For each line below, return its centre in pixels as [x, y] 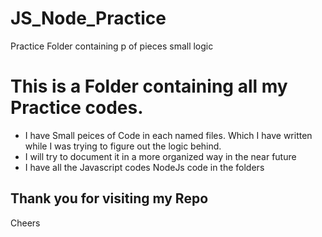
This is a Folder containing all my [149, 86]
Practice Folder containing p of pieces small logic [112, 46]
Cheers [25, 223]
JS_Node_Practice [88, 18]
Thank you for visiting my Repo [109, 198]
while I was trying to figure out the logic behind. [123, 146]
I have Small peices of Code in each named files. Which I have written [168, 135]
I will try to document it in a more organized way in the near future [160, 156]
